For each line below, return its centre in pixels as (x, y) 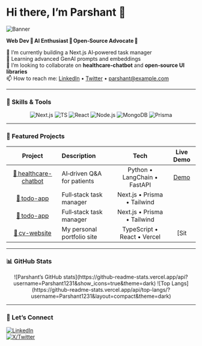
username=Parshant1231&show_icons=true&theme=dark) (85, 283)
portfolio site (79, 236)
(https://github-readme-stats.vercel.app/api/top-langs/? (101, 289)
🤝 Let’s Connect (30, 317)
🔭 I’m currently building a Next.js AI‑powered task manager (79, 52)
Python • (140, 169)
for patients (78, 181)
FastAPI (140, 184)
